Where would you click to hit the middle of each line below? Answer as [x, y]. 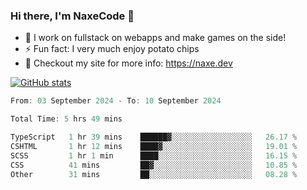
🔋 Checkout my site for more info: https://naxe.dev [128, 63]
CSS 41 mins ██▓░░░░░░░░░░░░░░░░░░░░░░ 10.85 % [154, 165]
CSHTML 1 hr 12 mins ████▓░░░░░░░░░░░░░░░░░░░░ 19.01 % [154, 146]
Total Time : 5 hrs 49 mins [66, 119]
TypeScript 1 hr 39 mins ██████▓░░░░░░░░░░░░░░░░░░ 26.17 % [154, 137]
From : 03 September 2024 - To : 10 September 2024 [116, 101]
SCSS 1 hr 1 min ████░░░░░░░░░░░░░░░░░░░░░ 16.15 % [154, 155]
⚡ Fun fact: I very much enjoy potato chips [112, 49]
